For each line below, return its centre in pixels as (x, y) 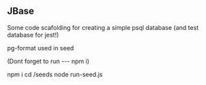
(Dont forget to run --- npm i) (48, 61)
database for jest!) (33, 35)
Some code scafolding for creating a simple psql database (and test (103, 27)
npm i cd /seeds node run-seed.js (55, 74)
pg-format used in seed (41, 48)
